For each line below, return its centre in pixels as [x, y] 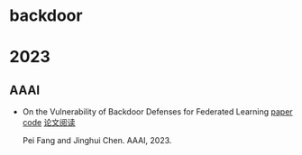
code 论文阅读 [49, 123]
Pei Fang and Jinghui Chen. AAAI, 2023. [97, 141]
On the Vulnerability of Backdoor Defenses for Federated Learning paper [157, 112]
